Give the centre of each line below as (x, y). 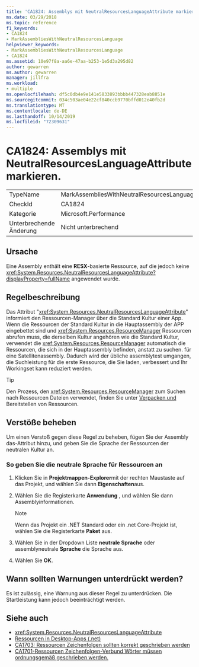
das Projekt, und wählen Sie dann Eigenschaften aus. (80, 484)
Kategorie (23, 214)
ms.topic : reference (32, 23)
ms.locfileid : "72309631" (38, 122)
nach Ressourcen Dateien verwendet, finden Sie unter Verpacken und (91, 397)
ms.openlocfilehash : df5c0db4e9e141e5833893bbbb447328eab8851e (86, 94)
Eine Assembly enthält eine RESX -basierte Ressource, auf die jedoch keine (98, 266)
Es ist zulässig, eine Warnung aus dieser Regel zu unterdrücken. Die (89, 593)
